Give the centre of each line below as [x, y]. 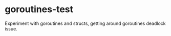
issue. [11, 28]
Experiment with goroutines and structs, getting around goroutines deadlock [85, 23]
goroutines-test [39, 9]
